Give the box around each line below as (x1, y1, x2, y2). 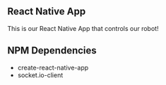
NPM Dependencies (7, 45, 97, 57)
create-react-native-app (17, 63, 89, 72)
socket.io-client (17, 70, 64, 79)
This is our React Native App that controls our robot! (7, 24, 159, 32)
